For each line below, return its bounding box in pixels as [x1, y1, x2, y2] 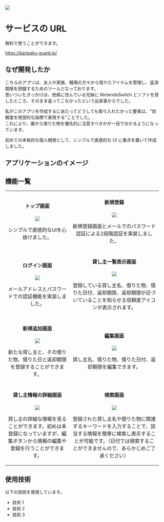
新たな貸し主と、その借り [8, 348, 67, 355]
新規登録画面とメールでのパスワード [72, 223, 156, 229]
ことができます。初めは [8, 423, 62, 429]
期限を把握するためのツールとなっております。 [5, 85, 99, 91]
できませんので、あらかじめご [82, 445, 151, 451]
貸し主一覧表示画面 [92, 258, 137, 265]
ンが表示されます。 [92, 304, 136, 311]
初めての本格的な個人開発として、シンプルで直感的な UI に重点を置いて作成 [5, 137, 157, 143]
